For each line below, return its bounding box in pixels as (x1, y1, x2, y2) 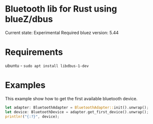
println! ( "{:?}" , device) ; (5, 114, 60, 119)
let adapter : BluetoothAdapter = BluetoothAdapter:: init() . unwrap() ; (5, 105, 149, 110)
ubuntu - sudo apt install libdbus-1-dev (5, 62, 89, 68)
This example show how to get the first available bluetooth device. (5, 95, 137, 101)
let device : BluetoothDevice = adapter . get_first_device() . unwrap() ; (5, 109, 149, 114)
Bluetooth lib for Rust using (5, 3, 118, 15)
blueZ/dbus (5, 14, 53, 25)
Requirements (5, 47, 63, 58)
